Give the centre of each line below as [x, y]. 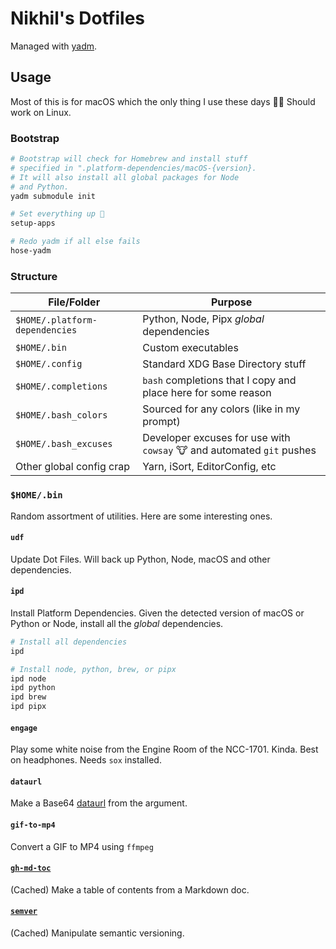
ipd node [28, 678]
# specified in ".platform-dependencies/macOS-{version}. [133, 168]
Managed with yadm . [54, 46]
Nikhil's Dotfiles [78, 18]
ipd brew [28, 697]
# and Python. [40, 187]
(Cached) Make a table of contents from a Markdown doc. [130, 889]
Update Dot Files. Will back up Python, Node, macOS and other [140, 559]
